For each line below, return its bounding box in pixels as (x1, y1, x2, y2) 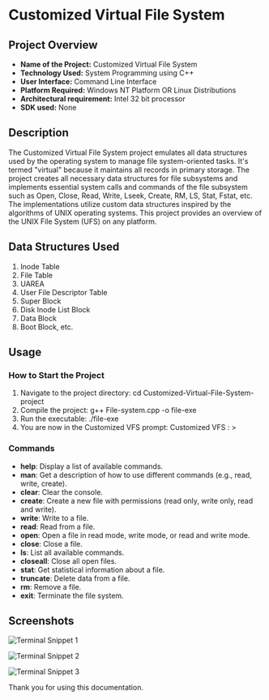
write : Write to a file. (19, 513, 89, 522)
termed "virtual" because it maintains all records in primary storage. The (8, 165, 250, 174)
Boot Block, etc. (19, 322, 74, 332)
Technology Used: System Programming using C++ (19, 68, 194, 78)
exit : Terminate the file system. (19, 590, 124, 600)
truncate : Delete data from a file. (19, 573, 130, 583)
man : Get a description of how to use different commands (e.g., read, (19, 470, 253, 479)
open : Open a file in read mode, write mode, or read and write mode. (19, 530, 250, 540)
